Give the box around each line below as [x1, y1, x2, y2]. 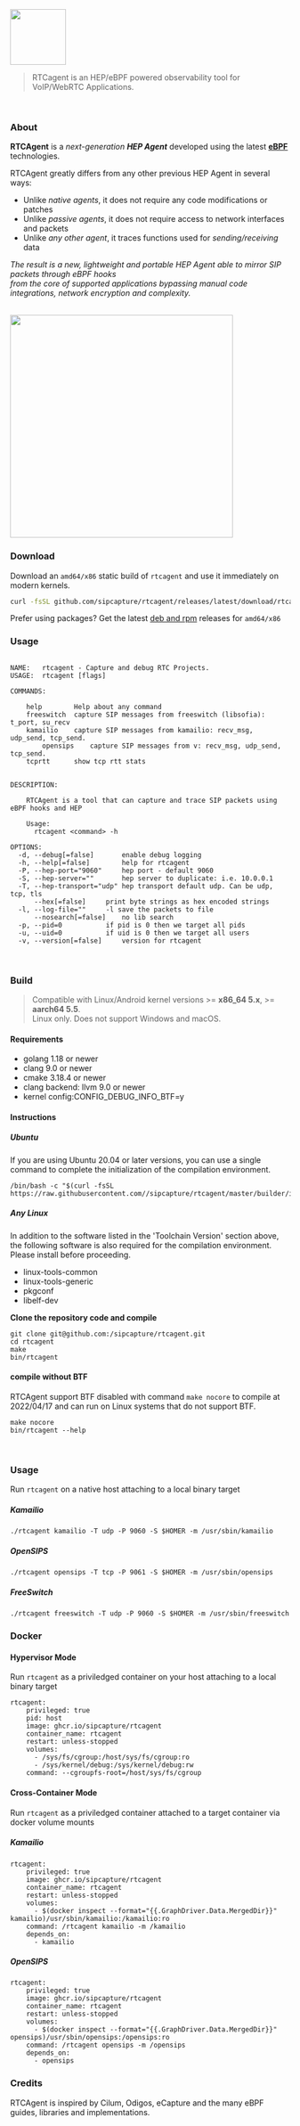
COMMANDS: [10, 686, 47, 696]
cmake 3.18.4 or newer [22, 1073, 107, 1083]
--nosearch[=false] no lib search [33, 912, 174, 921]
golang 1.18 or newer [22, 1053, 99, 1064]
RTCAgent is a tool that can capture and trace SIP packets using [26, 796, 278, 805]
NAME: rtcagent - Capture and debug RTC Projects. [10, 663, 210, 672]
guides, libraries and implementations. [10, 2106, 150, 2117]
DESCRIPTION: [10, 780, 59, 789]
